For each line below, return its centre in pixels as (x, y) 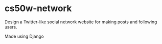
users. (11, 27)
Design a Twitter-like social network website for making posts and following (81, 22)
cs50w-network (38, 8)
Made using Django (24, 36)
